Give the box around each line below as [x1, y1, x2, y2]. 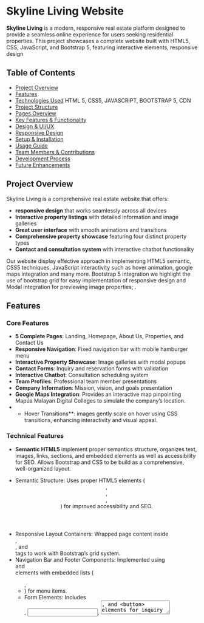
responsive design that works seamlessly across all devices [15, 206, 167, 214]
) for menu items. [24, 587, 67, 594]
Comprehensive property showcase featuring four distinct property [15, 233, 187, 240]
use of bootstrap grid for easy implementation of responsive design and [6, 276, 186, 284]
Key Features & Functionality [15, 116, 87, 123]
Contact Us [15, 339, 44, 347]
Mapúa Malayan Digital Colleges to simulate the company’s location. [15, 397, 186, 404]
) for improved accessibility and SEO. [60, 502, 153, 509]
